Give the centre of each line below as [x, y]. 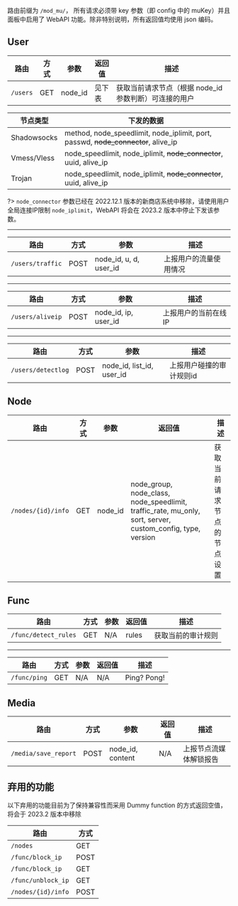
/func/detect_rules [44, 635]
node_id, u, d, [117, 259]
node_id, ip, [114, 312]
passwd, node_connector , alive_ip [121, 142]
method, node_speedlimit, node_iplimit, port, [138, 133]
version [143, 537]
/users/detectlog [40, 370]
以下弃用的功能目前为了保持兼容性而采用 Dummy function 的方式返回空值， [117, 805]
